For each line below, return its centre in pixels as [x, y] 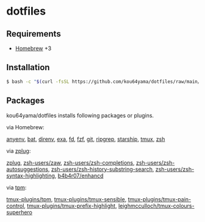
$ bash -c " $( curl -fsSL [38, 81]
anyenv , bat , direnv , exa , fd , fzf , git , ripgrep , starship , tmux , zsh [86, 139]
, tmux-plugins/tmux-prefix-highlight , [70, 206]
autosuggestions [27, 169]
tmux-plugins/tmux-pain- [160, 199]
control [15, 206]
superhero [19, 212]
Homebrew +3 [33, 48]
